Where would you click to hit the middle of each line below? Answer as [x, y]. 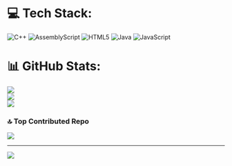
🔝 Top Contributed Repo [48, 121]
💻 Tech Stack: [50, 13]
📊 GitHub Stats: [54, 66]
